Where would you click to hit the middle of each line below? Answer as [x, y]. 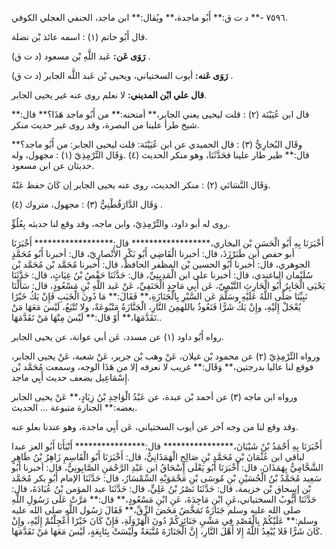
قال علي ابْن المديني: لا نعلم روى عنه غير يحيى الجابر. [109, 95]
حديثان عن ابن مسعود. [53, 165]
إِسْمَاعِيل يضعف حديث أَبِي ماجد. [71, 377]
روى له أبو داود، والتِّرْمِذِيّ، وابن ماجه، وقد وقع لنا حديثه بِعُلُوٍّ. [121, 223]
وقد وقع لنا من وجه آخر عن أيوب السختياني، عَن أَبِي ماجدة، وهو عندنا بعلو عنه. [155, 426]
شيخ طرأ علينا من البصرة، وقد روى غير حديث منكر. [105, 125]
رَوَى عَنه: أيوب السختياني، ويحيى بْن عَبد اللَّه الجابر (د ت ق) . [122, 75]
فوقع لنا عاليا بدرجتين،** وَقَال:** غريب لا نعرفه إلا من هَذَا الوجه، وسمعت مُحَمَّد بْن [162, 366]
